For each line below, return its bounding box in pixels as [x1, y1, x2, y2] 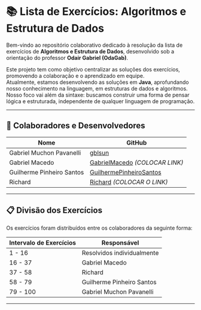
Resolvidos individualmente [81, 248, 159, 257]
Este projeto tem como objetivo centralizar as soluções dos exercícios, [6, 65, 181, 73]
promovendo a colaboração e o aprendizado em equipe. [6, 72, 145, 79]
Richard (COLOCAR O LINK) [89, 177, 169, 186]
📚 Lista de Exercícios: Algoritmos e [6, 5, 187, 19]
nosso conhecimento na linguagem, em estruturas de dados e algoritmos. [6, 85, 188, 92]
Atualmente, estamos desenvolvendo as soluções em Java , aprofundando [6, 79, 190, 86]
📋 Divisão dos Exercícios [6, 205, 103, 216]
